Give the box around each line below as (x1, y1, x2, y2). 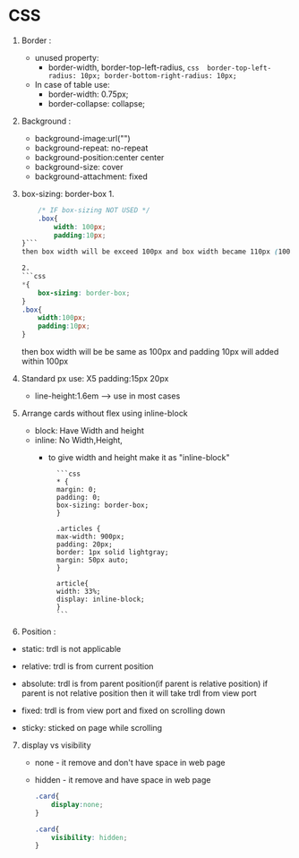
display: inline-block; (56, 595, 145, 605)
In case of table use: (34, 79, 110, 90)
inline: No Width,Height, (34, 435, 123, 446)
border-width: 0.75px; (47, 89, 129, 99)
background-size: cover (34, 161, 124, 172)
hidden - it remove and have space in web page (34, 775, 211, 785)
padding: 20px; (56, 540, 113, 549)
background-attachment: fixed (34, 171, 149, 182)
